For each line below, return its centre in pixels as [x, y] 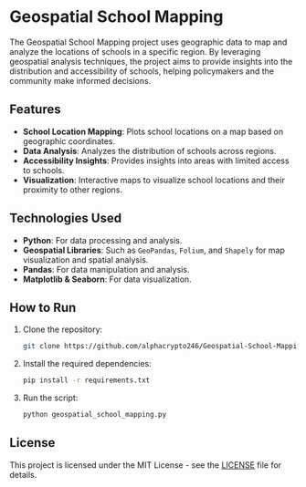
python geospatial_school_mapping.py [95, 415]
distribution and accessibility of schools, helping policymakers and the [142, 71]
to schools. [43, 170]
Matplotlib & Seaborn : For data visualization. [107, 279]
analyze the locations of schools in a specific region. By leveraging [135, 51]
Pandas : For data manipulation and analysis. [106, 269]
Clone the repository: [63, 329]
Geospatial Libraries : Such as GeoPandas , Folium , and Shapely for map [154, 250]
